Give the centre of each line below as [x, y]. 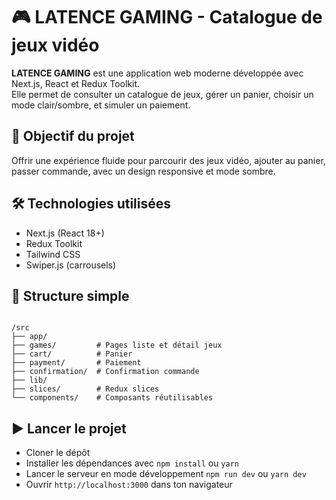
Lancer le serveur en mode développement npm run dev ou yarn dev [166, 474]
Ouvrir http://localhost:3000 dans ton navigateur [129, 485]
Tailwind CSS [53, 254]
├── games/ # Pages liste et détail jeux [117, 345]
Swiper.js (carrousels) [71, 265]
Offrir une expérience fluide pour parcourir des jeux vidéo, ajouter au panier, [168, 160]
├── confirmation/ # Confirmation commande [105, 372]
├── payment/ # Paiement [76, 363]
